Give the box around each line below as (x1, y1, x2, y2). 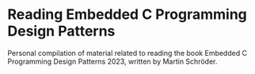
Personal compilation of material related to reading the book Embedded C (7, 48, 247, 57)
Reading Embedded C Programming (7, 6, 247, 24)
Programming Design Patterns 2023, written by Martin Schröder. (7, 57, 218, 66)
